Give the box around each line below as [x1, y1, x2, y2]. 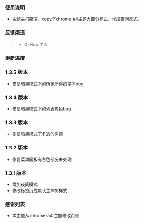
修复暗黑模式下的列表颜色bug [12, 106, 71, 112]
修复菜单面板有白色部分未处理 [12, 156, 72, 162]
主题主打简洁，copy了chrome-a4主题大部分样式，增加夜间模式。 [12, 16, 142, 22]
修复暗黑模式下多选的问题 [12, 131, 63, 137]
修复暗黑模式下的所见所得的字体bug [12, 81, 84, 87]
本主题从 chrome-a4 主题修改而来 [12, 213, 80, 219]
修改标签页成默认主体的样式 [12, 188, 68, 193]
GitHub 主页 [24, 41, 48, 47]
